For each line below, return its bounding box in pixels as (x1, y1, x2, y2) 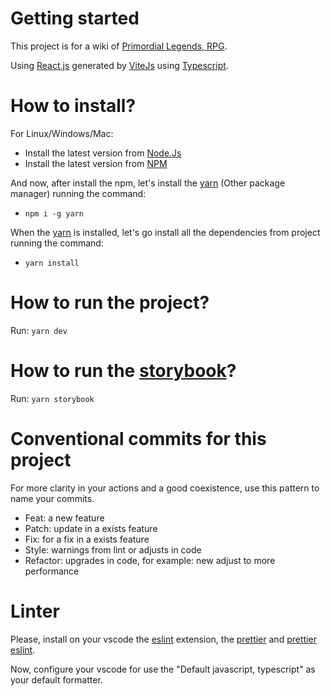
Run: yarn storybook (10, 392, 95, 404)
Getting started (10, 7, 140, 30)
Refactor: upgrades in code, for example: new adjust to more (24, 554, 276, 566)
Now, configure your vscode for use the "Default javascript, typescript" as (10, 663, 316, 675)
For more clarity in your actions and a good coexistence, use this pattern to (10, 482, 320, 494)
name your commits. (10, 492, 95, 504)
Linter (10, 600, 60, 622)
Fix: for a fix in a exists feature (24, 533, 150, 545)
